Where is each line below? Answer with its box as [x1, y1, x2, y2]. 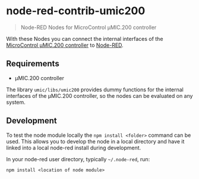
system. [6, 98, 26, 106]
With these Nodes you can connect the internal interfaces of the [6, 35, 163, 42]
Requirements [6, 59, 59, 69]
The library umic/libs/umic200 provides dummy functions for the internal [6, 86, 184, 93]
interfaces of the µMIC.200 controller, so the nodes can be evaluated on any [6, 92, 193, 99]
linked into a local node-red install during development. [6, 144, 141, 151]
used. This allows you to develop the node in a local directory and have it [6, 138, 185, 145]
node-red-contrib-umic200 [6, 4, 146, 18]
